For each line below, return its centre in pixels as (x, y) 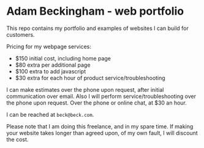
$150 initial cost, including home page (63, 58)
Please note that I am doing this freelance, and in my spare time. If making (100, 126)
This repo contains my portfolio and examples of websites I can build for (97, 28)
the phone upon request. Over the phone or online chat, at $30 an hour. (96, 103)
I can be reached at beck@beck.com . (50, 114)
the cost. (17, 139)
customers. (21, 34)
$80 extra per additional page (53, 65)
